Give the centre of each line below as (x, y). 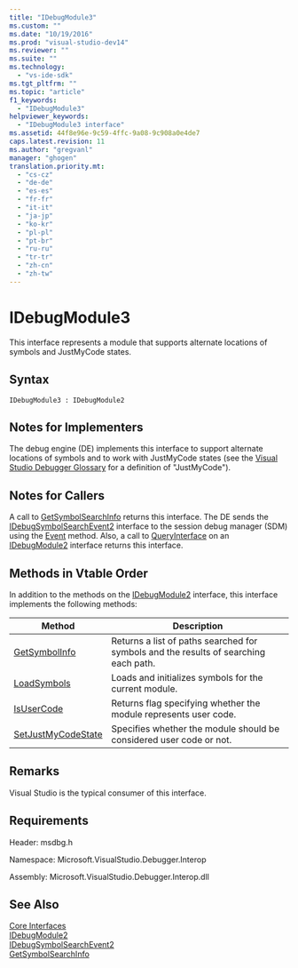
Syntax (29, 380)
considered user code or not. (172, 740)
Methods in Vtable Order (79, 573)
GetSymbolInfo (45, 652)
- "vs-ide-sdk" (45, 76)
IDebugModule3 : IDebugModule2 (67, 400)
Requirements (49, 821)
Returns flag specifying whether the (186, 703)
